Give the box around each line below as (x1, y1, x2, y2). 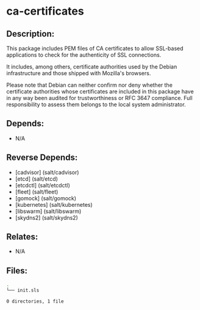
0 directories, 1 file (6, 298, 64, 305)
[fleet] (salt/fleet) (15, 188, 59, 195)
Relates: (6, 232, 38, 242)
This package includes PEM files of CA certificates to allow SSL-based (6, 45, 184, 52)
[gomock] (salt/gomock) (15, 194, 77, 202)
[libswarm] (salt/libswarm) (15, 207, 82, 215)
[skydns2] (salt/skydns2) (15, 214, 78, 221)
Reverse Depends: (6, 153, 78, 163)
